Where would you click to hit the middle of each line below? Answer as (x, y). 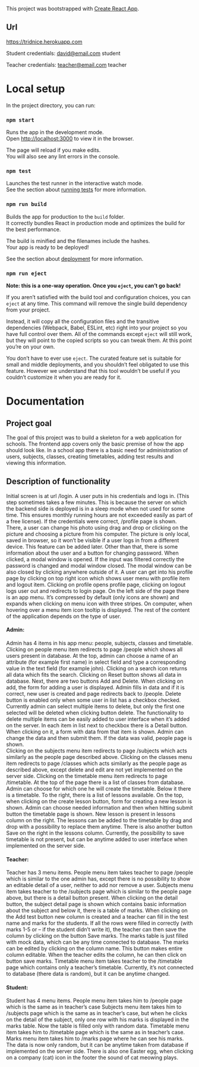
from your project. (28, 310)
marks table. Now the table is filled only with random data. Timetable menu (98, 1026)
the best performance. (34, 229)
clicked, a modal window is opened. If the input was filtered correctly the (95, 559)
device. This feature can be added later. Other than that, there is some (92, 546)
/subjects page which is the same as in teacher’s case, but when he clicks (97, 1013)
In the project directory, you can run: (51, 105)
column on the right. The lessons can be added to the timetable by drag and (99, 820)
